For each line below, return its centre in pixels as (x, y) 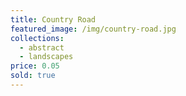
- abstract (42, 47)
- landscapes (46, 57)
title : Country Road (53, 19)
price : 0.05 (35, 66)
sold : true (33, 76)
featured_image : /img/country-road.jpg (93, 29)
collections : (37, 38)
